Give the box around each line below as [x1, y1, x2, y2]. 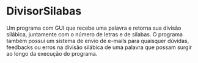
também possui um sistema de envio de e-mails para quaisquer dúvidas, [6, 37, 189, 44]
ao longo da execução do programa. [6, 50, 98, 57]
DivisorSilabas [6, 4, 82, 18]
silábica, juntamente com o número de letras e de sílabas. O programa [6, 30, 183, 38]
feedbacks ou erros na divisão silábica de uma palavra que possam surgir [6, 44, 193, 51]
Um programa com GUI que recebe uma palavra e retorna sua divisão [6, 24, 182, 31]
